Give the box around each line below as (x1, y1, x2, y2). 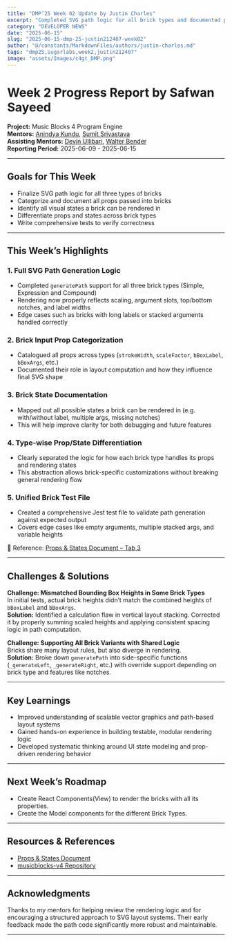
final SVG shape (17, 373, 64, 381)
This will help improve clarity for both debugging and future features (17, 421, 212, 429)
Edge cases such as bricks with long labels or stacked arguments (17, 311, 204, 319)
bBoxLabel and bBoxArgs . (7, 604, 76, 612)
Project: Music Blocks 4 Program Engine (7, 122, 123, 131)
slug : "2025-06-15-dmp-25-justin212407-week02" (7, 36, 147, 43)
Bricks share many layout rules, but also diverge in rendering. (7, 646, 182, 655)
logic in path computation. (7, 626, 81, 634)
